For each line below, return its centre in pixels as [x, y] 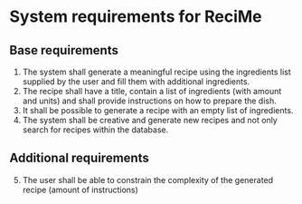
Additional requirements [79, 158]
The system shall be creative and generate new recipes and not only [150, 120]
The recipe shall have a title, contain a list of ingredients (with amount [152, 91]
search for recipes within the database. [95, 130]
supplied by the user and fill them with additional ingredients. [136, 82]
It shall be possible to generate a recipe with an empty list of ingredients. [158, 110]
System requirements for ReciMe [136, 17]
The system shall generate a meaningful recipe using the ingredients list [156, 72]
